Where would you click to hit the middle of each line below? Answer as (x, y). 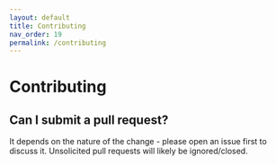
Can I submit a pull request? (89, 120)
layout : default (40, 17)
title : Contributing (48, 26)
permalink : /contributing (58, 43)
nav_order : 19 (36, 34)
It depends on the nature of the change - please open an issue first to (138, 142)
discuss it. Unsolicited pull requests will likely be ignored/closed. (129, 151)
